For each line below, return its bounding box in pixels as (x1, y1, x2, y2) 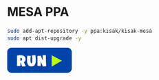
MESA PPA (7, 4, 70, 20)
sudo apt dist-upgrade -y (7, 35, 81, 42)
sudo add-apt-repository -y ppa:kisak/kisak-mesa (7, 27, 153, 34)
